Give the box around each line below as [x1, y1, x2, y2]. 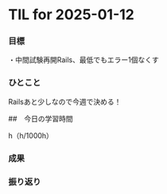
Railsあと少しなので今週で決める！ [8, 97, 122, 106]
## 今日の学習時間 [8, 113, 73, 123]
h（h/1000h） [8, 130, 54, 141]
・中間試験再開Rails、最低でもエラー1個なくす [8, 55, 159, 65]
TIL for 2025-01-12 [8, 6, 135, 24]
